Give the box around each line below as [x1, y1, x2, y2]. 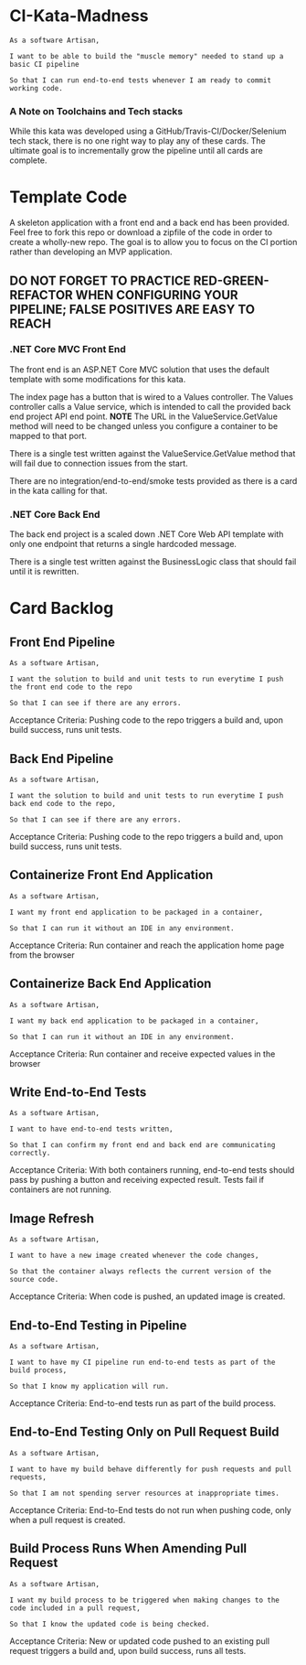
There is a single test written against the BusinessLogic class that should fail [9, 556, 297, 567]
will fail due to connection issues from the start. [9, 457, 189, 468]
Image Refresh [9, 1210, 94, 1226]
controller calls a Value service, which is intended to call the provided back [9, 401, 291, 412]
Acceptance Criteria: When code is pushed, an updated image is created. [9, 1291, 286, 1302]
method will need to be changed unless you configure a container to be [9, 420, 279, 431]
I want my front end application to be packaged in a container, [9, 908, 263, 917]
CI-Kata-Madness [9, 5, 149, 27]
